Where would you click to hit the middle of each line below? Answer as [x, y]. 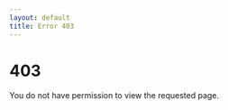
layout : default [40, 18]
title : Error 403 [42, 26]
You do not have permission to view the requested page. [114, 96]
